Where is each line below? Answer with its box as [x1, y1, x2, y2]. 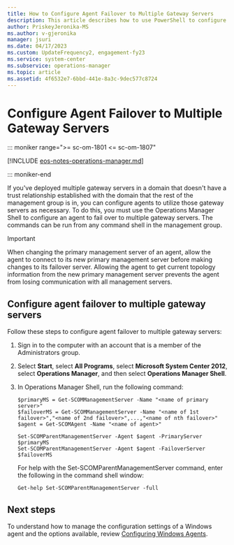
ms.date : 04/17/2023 [7, 43, 68, 50]
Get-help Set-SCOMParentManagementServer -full [17, 485, 159, 492]
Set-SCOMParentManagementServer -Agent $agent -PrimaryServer [17, 433, 203, 440]
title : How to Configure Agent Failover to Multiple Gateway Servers [7, 10, 214, 17]
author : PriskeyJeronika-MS [7, 23, 89, 30]
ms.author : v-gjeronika [7, 29, 77, 37]
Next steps [7, 504, 56, 516]
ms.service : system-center [7, 56, 86, 63]
